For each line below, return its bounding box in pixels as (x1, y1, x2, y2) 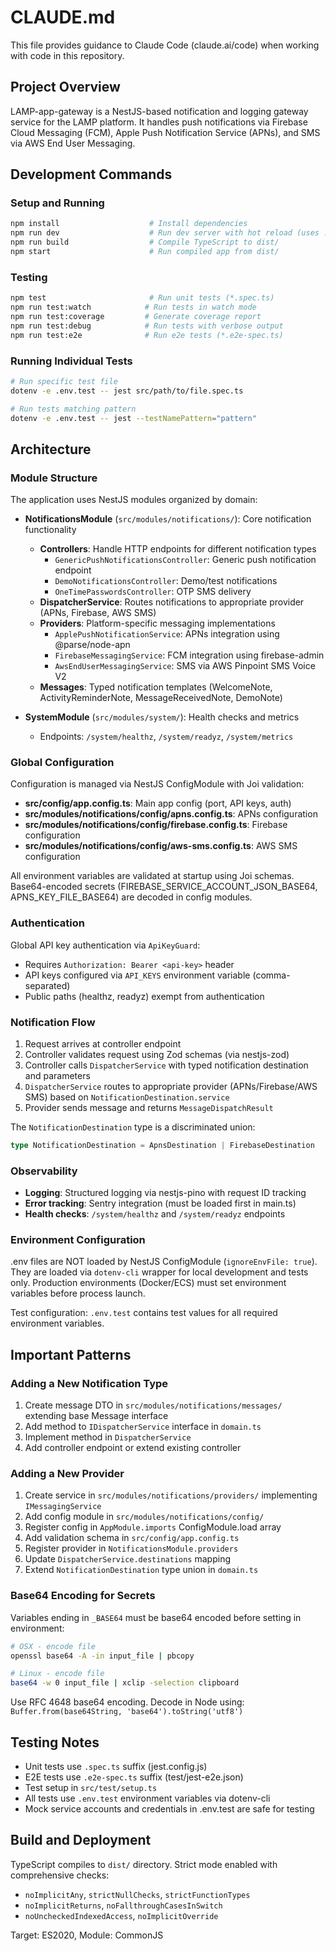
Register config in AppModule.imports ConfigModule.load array (24, 1521, 282, 1533)
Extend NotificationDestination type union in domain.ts (24, 1564, 259, 1576)
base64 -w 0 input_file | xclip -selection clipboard (10, 1678, 240, 1688)
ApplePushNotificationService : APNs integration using (54, 628, 280, 640)
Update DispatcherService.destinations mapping (24, 1553, 231, 1565)
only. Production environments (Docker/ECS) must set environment (10, 1277, 287, 1289)
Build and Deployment (10, 1832, 152, 1849)
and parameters (24, 1069, 91, 1081)
